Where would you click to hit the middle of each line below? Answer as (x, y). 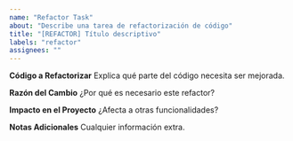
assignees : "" (36, 51)
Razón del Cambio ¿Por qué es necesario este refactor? (112, 93)
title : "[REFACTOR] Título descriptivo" (85, 34)
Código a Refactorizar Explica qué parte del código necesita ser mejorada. (147, 75)
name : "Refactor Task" (51, 17)
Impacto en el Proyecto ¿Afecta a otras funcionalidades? (114, 110)
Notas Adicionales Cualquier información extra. (97, 127)
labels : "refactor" (45, 42)
